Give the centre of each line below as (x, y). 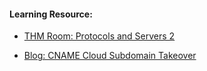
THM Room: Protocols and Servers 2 (99, 36)
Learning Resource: (51, 14)
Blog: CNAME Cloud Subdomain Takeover (110, 56)
